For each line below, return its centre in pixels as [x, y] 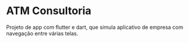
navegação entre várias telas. [42, 33]
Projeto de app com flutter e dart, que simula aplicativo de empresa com [95, 27]
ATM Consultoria [49, 11]
